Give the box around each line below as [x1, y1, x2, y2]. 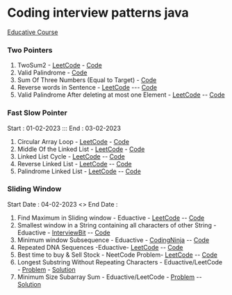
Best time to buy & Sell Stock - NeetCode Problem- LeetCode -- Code [17, 250, 217, 259]
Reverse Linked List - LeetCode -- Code [17, 159, 132, 168]
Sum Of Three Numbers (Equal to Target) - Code [17, 76, 157, 84]
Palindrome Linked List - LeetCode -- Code [17, 167, 141, 175]
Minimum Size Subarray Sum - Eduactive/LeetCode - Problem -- [17, 273, 203, 281]
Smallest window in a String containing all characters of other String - [17, 221, 217, 229]
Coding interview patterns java [7, 5, 189, 21]
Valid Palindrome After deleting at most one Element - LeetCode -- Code [17, 90, 225, 99]
